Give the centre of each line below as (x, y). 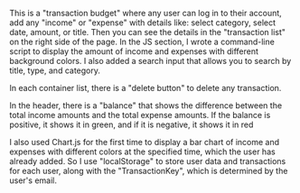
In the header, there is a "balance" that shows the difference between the (146, 106)
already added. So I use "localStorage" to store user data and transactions (148, 161)
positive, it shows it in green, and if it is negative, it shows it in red (131, 124)
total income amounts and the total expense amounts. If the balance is (140, 115)
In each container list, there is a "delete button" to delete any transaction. (145, 88)
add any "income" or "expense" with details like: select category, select (143, 23)
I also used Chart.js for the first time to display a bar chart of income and (145, 142)
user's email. (33, 180)
